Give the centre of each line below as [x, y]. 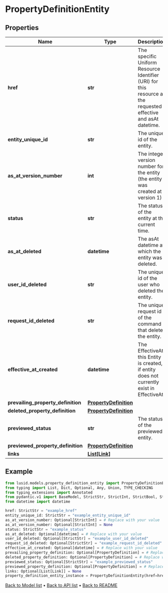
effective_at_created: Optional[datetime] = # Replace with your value [81, 548]
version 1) [150, 197]
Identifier [148, 75]
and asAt [148, 119]
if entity [147, 369]
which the [149, 251]
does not [148, 376]
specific [147, 56]
